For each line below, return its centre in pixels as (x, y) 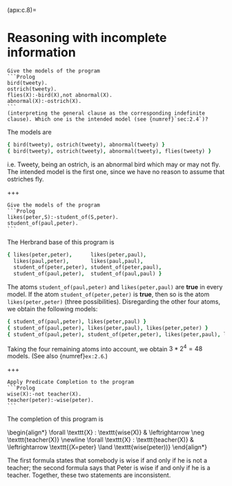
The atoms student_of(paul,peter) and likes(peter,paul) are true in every (115, 287)
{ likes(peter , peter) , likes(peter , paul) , (77, 255)
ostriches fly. (26, 179)
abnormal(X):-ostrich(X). (44, 101)
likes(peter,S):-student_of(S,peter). (63, 217)
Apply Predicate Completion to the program (71, 382)
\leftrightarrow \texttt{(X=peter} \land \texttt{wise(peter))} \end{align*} (107, 447)
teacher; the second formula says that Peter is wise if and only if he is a (109, 468)
